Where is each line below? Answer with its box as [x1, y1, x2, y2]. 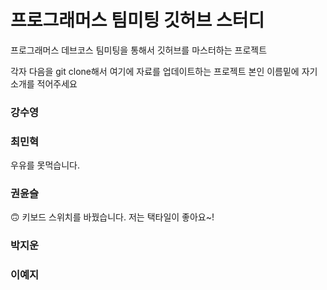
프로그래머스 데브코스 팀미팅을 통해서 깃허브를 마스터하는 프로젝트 [10, 44, 268, 56]
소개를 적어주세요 [10, 77, 78, 90]
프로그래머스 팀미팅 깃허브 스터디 [10, 9, 265, 32]
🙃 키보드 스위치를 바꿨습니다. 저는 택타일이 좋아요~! [10, 211, 215, 223]
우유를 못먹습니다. [10, 159, 81, 171]
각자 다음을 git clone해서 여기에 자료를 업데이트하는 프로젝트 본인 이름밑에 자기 [10, 65, 318, 77]
